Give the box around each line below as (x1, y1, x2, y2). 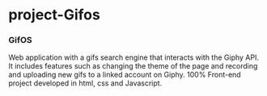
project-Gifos (8, 6, 101, 24)
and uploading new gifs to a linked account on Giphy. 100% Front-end (8, 70, 241, 80)
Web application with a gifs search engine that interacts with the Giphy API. (8, 52, 259, 62)
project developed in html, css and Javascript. (8, 78, 163, 88)
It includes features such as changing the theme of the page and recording (8, 61, 258, 71)
